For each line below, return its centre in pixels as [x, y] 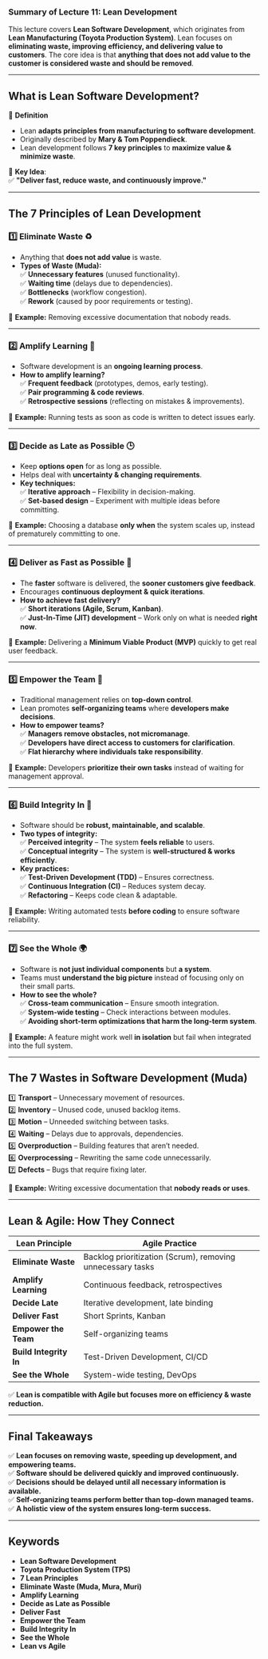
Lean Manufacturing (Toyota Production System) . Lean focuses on [120, 38]
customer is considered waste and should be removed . [101, 63]
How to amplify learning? [62, 375]
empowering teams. [42, 1465]
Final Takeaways [51, 1436]
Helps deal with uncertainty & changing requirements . [110, 475]
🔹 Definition [28, 115]
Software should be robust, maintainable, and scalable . [112, 826]
